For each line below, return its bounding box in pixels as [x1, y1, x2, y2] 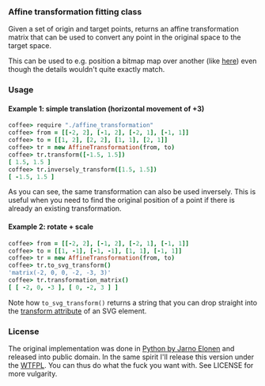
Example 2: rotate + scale [8, 222, 93, 231]
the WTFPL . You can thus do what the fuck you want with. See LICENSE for [8, 361, 254, 370]
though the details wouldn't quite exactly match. [8, 65, 165, 74]
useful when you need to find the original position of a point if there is [8, 196, 235, 205]
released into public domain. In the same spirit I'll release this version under [8, 352, 255, 362]
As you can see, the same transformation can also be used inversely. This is [8, 187, 256, 197]
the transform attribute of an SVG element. [8, 306, 147, 316]
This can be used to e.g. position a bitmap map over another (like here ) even [8, 56, 257, 66]
